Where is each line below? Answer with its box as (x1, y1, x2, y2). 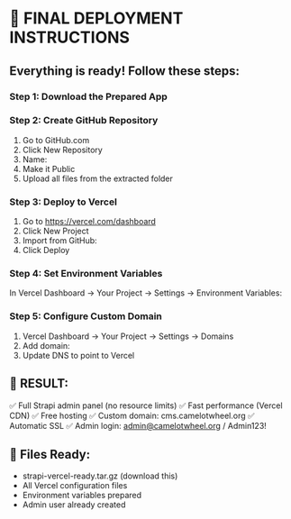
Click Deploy (22, 245, 70, 256)
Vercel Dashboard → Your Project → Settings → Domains (22, 331, 234, 341)
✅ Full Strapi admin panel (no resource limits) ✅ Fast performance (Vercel (9, 400, 283, 411)
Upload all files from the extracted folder (22, 173, 174, 184)
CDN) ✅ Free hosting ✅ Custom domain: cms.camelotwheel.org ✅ (9, 410, 255, 421)
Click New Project (22, 225, 89, 237)
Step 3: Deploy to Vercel (9, 196, 117, 208)
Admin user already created (22, 499, 126, 510)
